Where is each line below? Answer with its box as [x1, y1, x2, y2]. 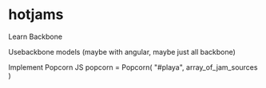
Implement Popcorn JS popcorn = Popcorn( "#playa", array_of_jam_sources [8, 62, 258, 72]
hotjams [8, 6, 64, 24]
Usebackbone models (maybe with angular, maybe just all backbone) [8, 47, 236, 56]
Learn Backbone [8, 32, 62, 41]
